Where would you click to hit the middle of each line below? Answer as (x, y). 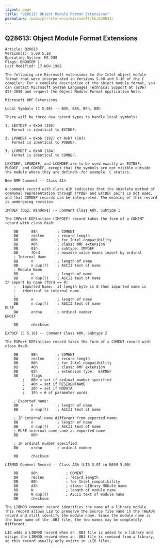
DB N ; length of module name (65, 490)
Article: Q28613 (21, 49)
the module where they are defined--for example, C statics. (68, 172)
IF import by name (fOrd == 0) (37, 282)
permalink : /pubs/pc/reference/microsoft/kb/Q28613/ (59, 18)
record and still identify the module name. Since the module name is (78, 516)
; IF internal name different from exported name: (66, 418)
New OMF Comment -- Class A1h (36, 181)
